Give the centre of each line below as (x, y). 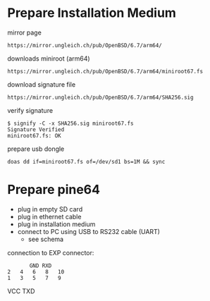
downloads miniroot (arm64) (49, 59)
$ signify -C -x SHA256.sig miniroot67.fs (70, 123)
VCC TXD (21, 291)
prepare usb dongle (36, 149)
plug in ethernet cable (49, 216)
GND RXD (41, 266)
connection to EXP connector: (51, 252)
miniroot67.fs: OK (34, 135)
